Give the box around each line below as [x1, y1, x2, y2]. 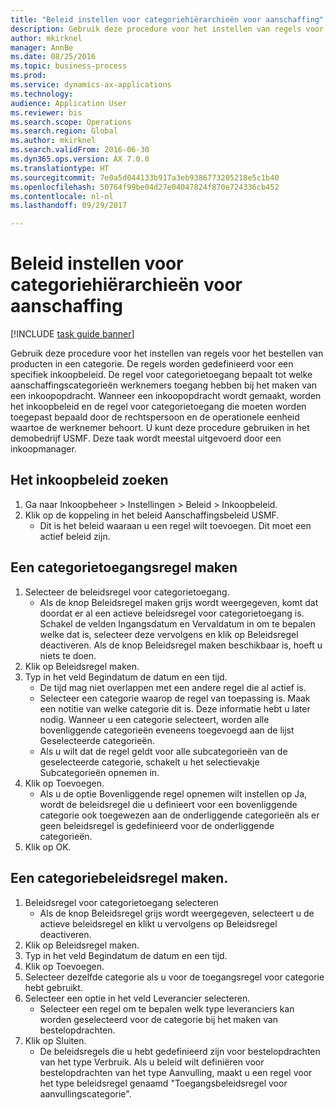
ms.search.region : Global [10, 126, 118, 136]
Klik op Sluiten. [24, 1034, 87, 1046]
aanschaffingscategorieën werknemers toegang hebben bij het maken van [10, 379, 318, 391]
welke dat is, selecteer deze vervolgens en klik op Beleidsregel [39, 628, 299, 640]
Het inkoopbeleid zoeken [10, 472, 169, 489]
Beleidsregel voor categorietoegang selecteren [24, 896, 219, 908]
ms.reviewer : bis [10, 107, 83, 118]
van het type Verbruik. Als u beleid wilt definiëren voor [39, 1056, 265, 1068]
